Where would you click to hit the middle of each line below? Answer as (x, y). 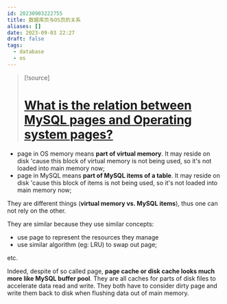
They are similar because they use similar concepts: (81, 224)
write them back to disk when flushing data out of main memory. (98, 293)
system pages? (68, 134)
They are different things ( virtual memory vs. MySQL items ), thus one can (112, 203)
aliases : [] (24, 26)
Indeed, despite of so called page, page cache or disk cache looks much (111, 271)
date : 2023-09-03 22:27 (41, 33)
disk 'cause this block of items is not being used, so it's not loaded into (117, 183)
